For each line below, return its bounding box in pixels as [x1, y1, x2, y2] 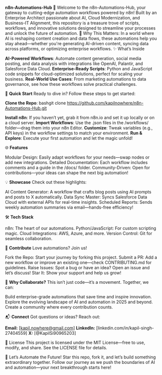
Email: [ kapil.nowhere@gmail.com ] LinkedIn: [5, 325, 96, 331]
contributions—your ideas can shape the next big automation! [5, 170, 129, 176]
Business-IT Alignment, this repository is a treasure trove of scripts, [5, 20, 140, 26]
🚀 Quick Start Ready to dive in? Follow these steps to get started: [5, 91, 136, 97]
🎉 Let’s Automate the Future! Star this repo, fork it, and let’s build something [5, 354, 156, 360]
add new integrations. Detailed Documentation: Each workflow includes [5, 160, 148, 165]
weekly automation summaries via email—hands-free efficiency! [5, 204, 133, 210]
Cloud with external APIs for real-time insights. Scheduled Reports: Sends [5, 199, 153, 205]
